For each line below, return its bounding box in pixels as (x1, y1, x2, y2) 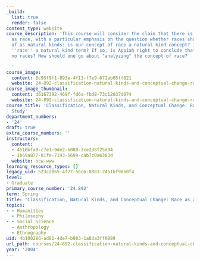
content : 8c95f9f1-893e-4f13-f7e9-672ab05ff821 (11, 75, 132, 81)
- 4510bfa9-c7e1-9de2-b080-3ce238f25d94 (11, 146, 113, 152)
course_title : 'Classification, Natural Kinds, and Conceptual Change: (6, 102, 187, 108)
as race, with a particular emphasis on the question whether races (11, 36, 185, 42)
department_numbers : (6, 114, 58, 120)
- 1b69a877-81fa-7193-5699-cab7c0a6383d (11, 152, 113, 158)
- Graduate (6, 180, 33, 186)
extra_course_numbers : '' (6, 130, 70, 136)
